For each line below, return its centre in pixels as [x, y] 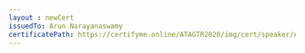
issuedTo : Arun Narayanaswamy [66, 26]
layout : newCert [41, 18]
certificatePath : [41, 34]
